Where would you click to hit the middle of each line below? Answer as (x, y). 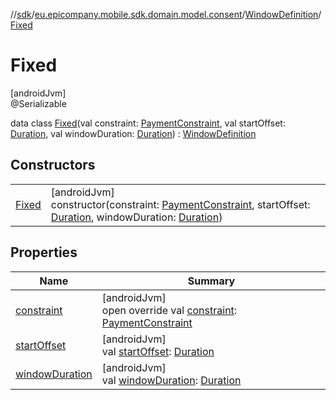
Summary (211, 281)
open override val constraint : (169, 310)
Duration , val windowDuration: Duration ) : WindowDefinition (133, 133)
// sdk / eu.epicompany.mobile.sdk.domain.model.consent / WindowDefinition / (166, 14)
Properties (44, 252)
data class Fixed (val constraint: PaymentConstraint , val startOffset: (148, 123)
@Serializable (38, 103)
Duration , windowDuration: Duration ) (136, 217)
